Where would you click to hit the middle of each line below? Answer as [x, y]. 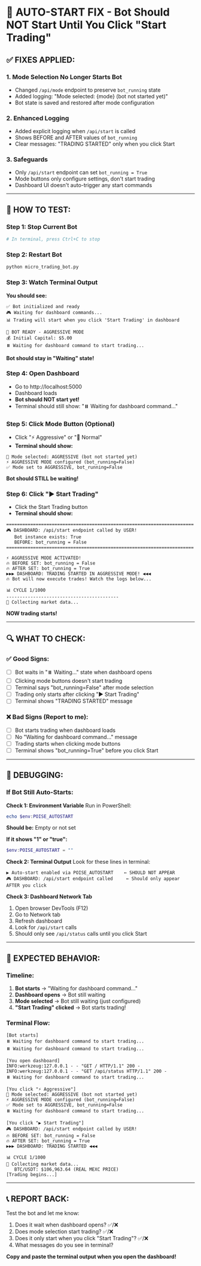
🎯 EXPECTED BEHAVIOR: [53, 958]
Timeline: [20, 975]
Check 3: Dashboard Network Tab [49, 897]
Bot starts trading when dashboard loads [65, 730]
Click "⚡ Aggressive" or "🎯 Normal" [58, 438]
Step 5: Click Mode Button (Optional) [61, 424]
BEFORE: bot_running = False [50, 542]
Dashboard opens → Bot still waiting [60, 995]
